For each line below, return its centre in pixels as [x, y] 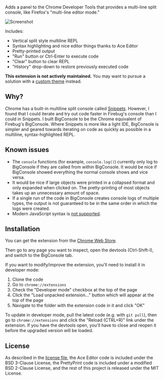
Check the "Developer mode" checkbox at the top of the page [75, 290]
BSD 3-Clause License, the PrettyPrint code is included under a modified [79, 363]
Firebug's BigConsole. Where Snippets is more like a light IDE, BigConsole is [82, 124]
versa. [19, 177]
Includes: [14, 31]
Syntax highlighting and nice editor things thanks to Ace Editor [75, 46]
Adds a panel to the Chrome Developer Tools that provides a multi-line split [81, 7]
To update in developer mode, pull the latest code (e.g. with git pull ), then [81, 315]
